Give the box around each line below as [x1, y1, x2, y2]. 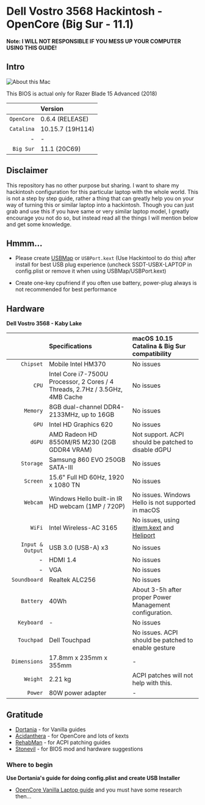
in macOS [132, 506, 160, 514]
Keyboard [18, 619, 43, 626]
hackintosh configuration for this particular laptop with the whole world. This [6, 188, 198, 195]
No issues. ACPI [132, 628, 178, 637]
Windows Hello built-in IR [48, 494, 123, 503]
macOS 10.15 [132, 335, 173, 343]
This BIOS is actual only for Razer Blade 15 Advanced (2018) [6, 90, 157, 97]
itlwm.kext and [132, 524, 174, 532]
